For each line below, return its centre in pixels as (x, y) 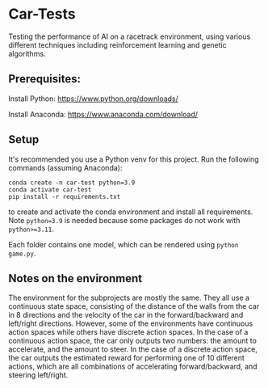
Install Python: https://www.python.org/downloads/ (94, 99)
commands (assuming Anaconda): (65, 167)
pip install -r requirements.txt (65, 196)
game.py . (22, 253)
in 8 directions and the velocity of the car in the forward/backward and (126, 315)
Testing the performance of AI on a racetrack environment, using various (130, 36)
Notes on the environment (75, 278)
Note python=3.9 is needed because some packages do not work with (124, 220)
